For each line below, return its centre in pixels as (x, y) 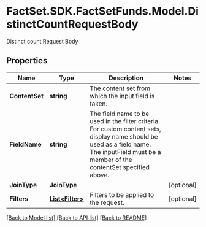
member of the (111, 160)
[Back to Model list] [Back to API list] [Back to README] (77, 217)
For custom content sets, (125, 129)
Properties (27, 60)
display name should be (124, 136)
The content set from (120, 88)
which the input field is (122, 96)
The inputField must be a (125, 152)
